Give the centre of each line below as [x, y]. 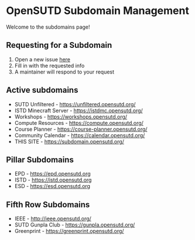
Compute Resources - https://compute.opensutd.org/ [79, 123]
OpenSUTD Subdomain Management [97, 11]
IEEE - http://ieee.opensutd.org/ [53, 219]
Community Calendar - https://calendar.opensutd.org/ [80, 135]
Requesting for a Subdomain [59, 45]
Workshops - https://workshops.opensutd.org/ [71, 116]
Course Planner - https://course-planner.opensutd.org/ [81, 129]
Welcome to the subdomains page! [48, 27]
